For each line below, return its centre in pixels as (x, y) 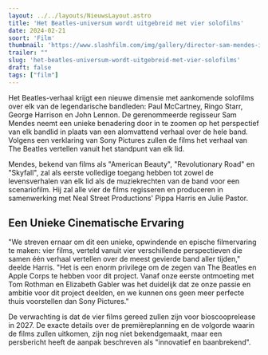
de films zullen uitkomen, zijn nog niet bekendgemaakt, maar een (115, 334)
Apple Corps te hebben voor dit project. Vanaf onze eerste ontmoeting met (131, 276)
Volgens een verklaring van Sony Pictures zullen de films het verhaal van (128, 140)
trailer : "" (28, 53)
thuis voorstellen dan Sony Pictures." (69, 302)
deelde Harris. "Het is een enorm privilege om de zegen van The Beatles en (132, 267)
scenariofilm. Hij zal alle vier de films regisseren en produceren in (116, 189)
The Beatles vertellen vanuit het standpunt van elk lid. (97, 148)
